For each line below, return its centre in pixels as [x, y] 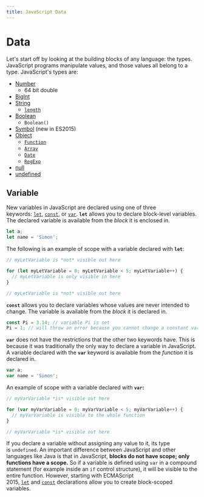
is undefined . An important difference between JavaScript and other [91, 450]
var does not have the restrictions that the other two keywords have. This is [101, 340]
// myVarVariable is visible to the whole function [79, 415]
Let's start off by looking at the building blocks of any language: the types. [99, 59]
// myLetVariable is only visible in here [66, 276]
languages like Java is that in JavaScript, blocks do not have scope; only [98, 456]
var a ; [15, 370]
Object [23, 135]
